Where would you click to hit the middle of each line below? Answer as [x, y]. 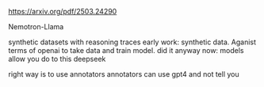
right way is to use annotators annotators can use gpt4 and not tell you [124, 74]
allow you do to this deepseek [57, 59]
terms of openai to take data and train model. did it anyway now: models [126, 50]
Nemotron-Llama [36, 26]
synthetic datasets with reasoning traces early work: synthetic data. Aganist [132, 42]
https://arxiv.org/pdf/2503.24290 [63, 11]
